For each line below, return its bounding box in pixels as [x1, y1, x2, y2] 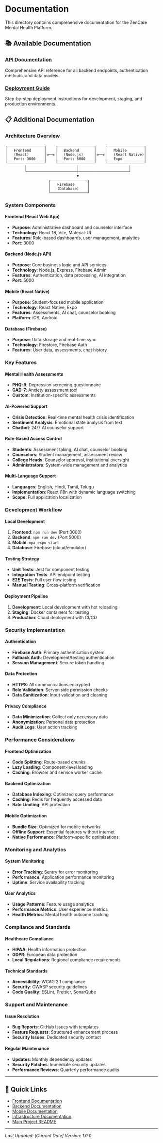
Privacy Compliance [5, 703, 47, 709]
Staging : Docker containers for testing [12, 609, 89, 615]
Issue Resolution [5, 1013, 40, 1019]
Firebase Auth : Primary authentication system [12, 649, 105, 655]
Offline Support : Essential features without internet [12, 829, 115, 834]
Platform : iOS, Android [12, 315, 58, 321]
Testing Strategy [5, 555, 40, 562]
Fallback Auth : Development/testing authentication [12, 655, 115, 660]
